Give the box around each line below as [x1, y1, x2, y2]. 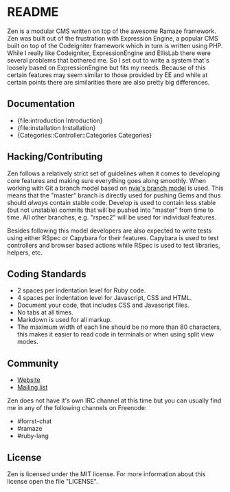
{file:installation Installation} [16, 123, 96, 131]
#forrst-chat [16, 417, 52, 425]
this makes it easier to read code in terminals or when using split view [16, 330, 214, 339]
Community [7, 357, 59, 369]
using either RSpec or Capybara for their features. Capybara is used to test [7, 233, 219, 242]
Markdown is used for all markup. [16, 316, 112, 324]
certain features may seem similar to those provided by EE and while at [7, 70, 208, 79]
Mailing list [16, 383, 48, 392]
